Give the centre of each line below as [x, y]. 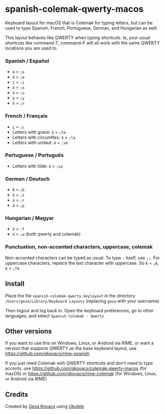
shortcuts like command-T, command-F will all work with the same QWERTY [82, 42]
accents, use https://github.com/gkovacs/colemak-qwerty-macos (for [76, 369]
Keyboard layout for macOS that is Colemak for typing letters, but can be [79, 23]
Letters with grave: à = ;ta [39, 132]
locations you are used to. [32, 48]
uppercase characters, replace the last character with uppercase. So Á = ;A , [82, 263]
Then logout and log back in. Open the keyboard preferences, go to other [80, 310]
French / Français [26, 116]
